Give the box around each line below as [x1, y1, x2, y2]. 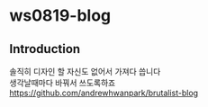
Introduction [9, 41, 81, 57]
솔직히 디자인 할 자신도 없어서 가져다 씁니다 [9, 67, 161, 76]
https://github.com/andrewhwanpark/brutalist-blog [9, 87, 199, 98]
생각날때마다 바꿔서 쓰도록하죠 [9, 77, 116, 88]
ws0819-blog [9, 5, 112, 26]
